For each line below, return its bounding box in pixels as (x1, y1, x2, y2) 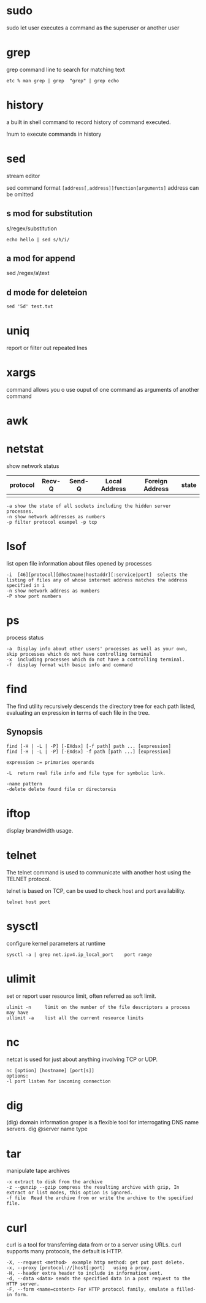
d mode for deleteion (6, 287, 88, 298)
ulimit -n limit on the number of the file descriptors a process (6, 1004, 191, 1010)
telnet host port (6, 899, 51, 905)
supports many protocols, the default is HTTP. (6, 1248, 123, 1255)
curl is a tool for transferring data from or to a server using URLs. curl (6, 1241, 181, 1248)
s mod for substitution (6, 208, 93, 219)
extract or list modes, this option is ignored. (6, 1189, 133, 1196)
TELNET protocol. (6, 875, 51, 882)
